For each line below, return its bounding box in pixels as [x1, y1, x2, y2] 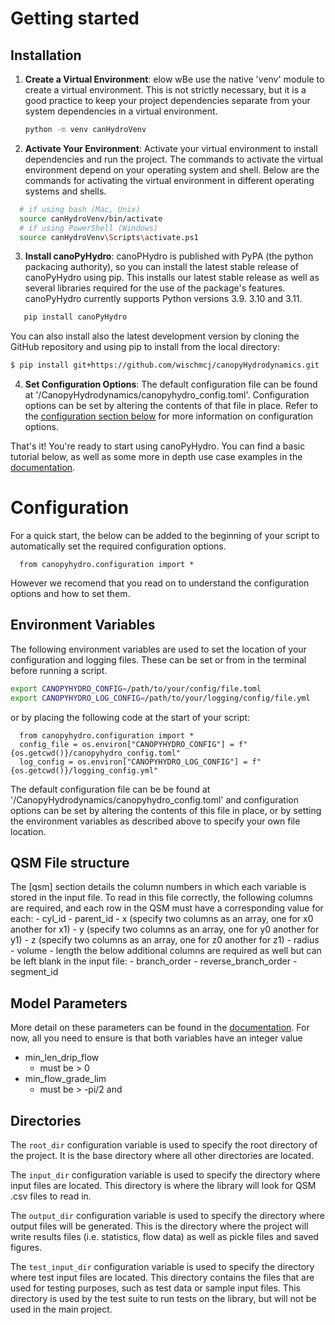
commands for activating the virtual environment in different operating [24, 174, 315, 186]
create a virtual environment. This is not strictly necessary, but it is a [24, 84, 307, 96]
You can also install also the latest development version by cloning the [10, 330, 300, 342]
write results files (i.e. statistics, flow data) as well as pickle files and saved [10, 1231, 319, 1243]
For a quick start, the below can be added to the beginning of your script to [10, 530, 320, 542]
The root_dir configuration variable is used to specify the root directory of [10, 1139, 318, 1151]
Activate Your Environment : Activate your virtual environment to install [24, 142, 318, 154]
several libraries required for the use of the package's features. [24, 282, 286, 294]
